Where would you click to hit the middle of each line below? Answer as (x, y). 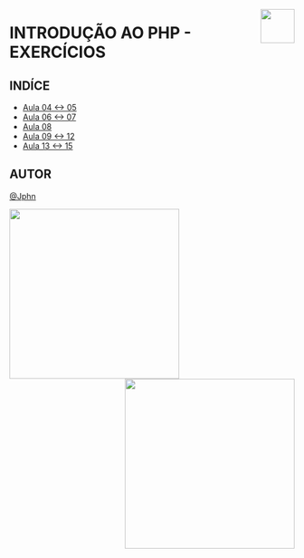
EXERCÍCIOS (58, 52)
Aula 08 (37, 126)
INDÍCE (30, 86)
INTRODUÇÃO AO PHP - (100, 33)
